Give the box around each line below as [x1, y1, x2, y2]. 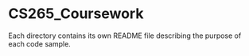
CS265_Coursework [8, 5, 144, 23]
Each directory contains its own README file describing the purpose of [8, 31, 242, 40]
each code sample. [8, 39, 72, 48]
